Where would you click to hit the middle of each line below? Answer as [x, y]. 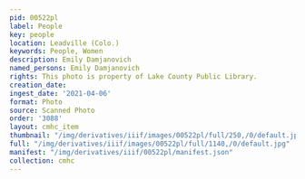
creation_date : [38, 85]
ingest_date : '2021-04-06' [60, 93]
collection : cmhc [42, 160]
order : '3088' [36, 118]
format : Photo [36, 102]
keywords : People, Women [56, 52]
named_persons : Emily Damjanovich [75, 69]
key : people [32, 34]
